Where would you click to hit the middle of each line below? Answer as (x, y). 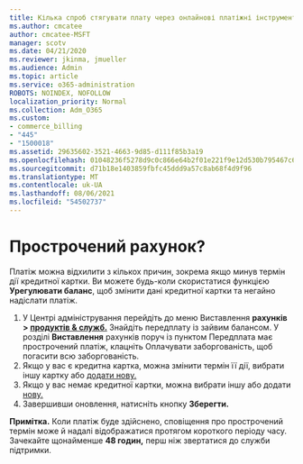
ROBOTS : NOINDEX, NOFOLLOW (60, 93)
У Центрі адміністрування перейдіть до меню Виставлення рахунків (155, 317)
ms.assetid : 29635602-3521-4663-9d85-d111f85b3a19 (106, 151)
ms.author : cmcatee (46, 26)
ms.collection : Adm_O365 (56, 110)
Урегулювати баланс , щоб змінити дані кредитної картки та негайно (142, 290)
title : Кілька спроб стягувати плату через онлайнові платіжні (131, 18)
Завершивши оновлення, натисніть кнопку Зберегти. (126, 404)
